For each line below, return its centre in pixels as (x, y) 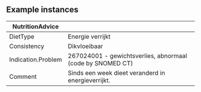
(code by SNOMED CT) (100, 63)
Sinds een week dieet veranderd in (117, 72)
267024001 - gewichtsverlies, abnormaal (127, 56)
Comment (23, 77)
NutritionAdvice (36, 26)
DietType (22, 36)
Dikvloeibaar (86, 46)
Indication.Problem (36, 59)
